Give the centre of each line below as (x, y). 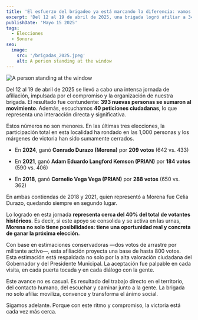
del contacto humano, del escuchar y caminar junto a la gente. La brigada (95, 288)
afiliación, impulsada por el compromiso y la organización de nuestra (90, 96)
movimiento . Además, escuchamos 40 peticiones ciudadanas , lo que (92, 108)
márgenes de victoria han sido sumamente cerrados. (70, 138)
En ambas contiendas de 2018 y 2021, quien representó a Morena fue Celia (97, 197)
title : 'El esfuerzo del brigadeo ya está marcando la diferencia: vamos (99, 12)
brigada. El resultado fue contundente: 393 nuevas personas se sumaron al (99, 102)
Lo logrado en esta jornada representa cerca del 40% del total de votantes (98, 214)
